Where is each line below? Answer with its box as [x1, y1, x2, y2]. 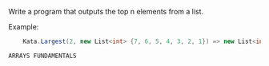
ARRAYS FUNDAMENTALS [8, 52, 78, 60]
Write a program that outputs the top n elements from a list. [8, 7, 204, 16]
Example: [8, 22, 39, 31]
